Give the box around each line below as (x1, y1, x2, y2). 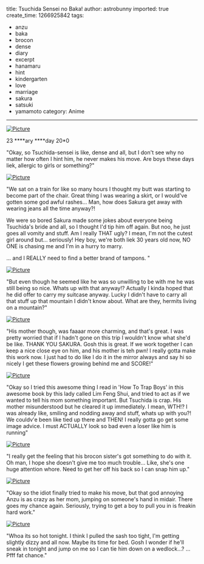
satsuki (15, 101, 33, 109)
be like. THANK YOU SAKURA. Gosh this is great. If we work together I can (6, 341, 193, 348)
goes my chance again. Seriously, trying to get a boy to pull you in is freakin (6, 502, 196, 509)
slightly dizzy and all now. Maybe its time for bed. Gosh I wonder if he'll (6, 539, 184, 546)
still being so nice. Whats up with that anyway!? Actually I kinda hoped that (6, 285, 193, 291)
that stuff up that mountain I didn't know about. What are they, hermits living (6, 298, 197, 304)
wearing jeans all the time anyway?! (6, 205, 95, 212)
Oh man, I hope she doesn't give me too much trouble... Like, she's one (6, 459, 185, 466)
